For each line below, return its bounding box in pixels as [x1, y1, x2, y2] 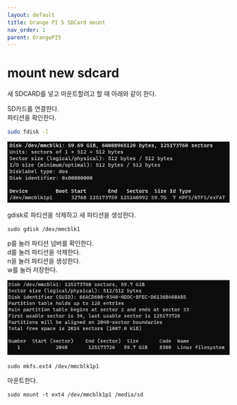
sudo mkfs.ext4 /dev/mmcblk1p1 [7, 363, 99, 370]
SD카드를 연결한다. [7, 105, 60, 113]
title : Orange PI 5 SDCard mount [7, 18, 106, 26]
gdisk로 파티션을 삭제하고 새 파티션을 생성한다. [7, 211, 136, 219]
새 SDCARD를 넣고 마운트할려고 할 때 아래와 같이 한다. [7, 89, 157, 98]
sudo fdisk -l [7, 128, 49, 136]
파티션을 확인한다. [7, 113, 57, 122]
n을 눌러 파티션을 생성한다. [7, 257, 81, 266]
